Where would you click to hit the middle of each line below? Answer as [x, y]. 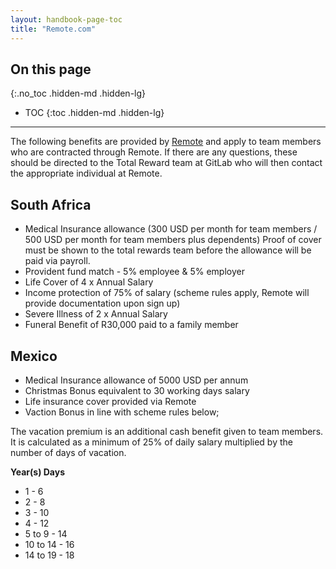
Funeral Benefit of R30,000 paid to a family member [131, 325]
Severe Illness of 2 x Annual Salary [96, 314]
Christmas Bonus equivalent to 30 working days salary [137, 390]
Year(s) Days [37, 472]
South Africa [51, 204]
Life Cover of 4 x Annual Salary [89, 282]
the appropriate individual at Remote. [86, 173]
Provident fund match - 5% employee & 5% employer [134, 272]
